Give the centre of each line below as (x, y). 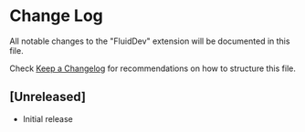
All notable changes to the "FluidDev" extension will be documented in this (150, 41)
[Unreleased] (48, 97)
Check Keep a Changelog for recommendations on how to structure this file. (153, 68)
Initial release (47, 118)
